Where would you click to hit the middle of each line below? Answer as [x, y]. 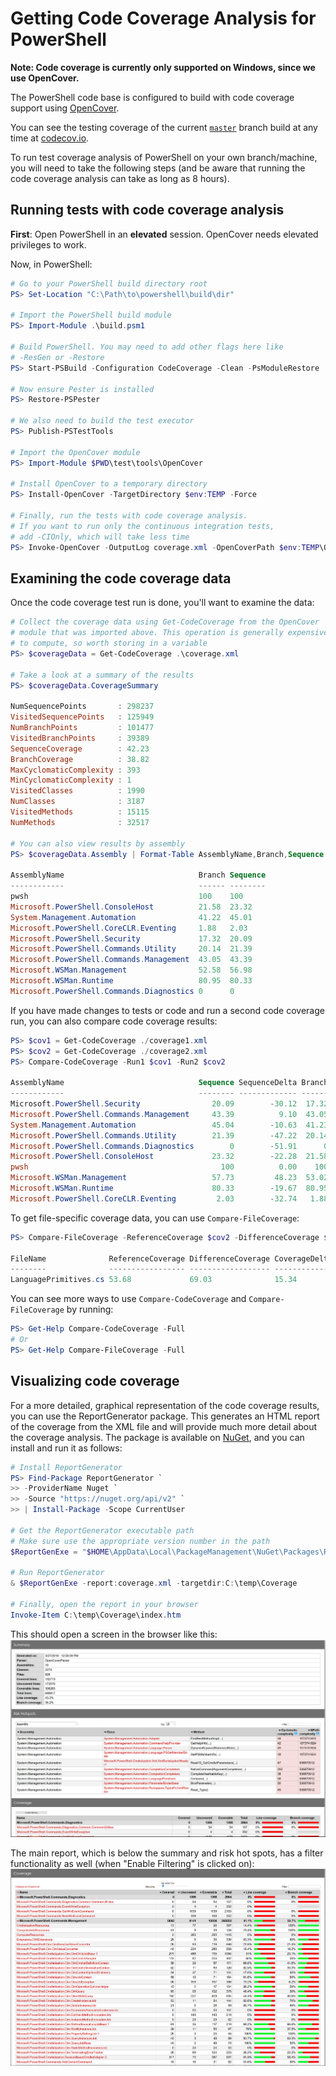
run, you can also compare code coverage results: [114, 1021]
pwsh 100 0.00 [154, 1167]
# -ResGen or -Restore [57, 357]
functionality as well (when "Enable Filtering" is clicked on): [132, 1864]
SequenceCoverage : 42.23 [80, 748]
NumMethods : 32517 [80, 822]
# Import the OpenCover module [75, 452]
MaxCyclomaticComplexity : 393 [75, 770]
